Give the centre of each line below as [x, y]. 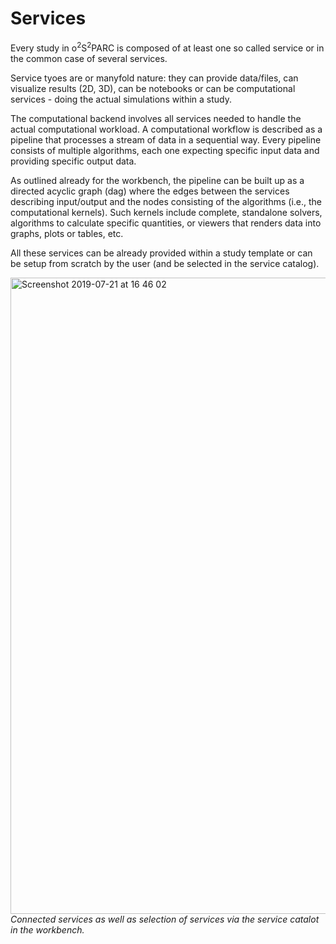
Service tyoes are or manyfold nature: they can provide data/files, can [154, 78]
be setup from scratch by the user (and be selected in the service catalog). [165, 263]
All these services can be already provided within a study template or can [161, 253]
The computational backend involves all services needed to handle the [156, 118]
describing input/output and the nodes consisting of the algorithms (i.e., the [166, 201]
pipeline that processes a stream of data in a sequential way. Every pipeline [166, 139]
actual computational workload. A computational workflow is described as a [166, 129]
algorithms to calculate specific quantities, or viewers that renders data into [166, 223]
